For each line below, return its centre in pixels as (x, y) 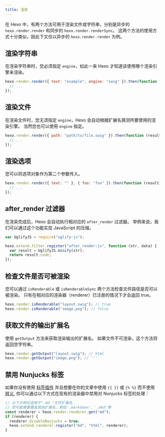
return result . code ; (30, 255)
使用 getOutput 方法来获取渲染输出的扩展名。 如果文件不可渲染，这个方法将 (82, 338)
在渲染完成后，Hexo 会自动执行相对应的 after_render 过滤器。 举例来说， (80, 221)
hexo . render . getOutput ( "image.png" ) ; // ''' (51, 358)
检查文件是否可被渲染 (37, 276)
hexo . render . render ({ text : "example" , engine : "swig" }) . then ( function (81, 82)
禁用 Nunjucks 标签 (35, 374)
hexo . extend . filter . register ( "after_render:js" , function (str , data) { (81, 246)
